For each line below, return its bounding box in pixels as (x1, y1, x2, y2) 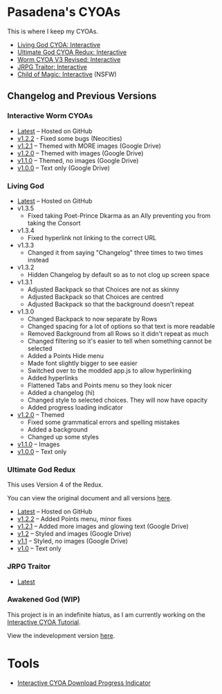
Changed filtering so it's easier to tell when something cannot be (27, 337, 212, 345)
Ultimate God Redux (7, 464, 76, 474)
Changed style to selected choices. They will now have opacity (27, 396, 207, 404)
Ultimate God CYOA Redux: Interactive (17, 48, 127, 56)
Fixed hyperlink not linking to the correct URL (27, 233, 157, 242)
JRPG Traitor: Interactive (17, 62, 88, 71)
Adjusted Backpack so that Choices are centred (27, 292, 164, 301)
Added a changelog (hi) (27, 388, 95, 396)
